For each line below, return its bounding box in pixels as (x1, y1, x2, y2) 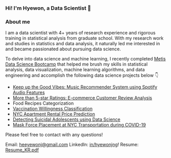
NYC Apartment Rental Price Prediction (12, 111, 95, 117)
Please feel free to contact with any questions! (5, 132, 103, 138)
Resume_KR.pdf (5, 147, 39, 153)
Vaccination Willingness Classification (12, 106, 93, 112)
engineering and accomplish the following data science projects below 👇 (5, 72, 159, 78)
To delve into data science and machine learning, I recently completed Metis (5, 56, 166, 62)
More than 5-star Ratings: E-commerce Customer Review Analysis (12, 95, 152, 101)
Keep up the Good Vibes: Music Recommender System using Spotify (12, 84, 157, 90)
